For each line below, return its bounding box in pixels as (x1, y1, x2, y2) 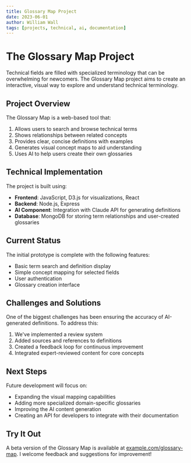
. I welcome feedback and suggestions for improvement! (16, 451, 152, 458)
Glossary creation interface (14, 281, 80, 288)
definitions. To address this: (31, 319, 99, 327)
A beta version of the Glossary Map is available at (6, 444, 125, 451)
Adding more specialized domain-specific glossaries (14, 399, 141, 406)
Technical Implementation (6, 167, 103, 177)
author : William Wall (6, 19, 59, 25)
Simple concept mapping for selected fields (14, 269, 119, 276)
